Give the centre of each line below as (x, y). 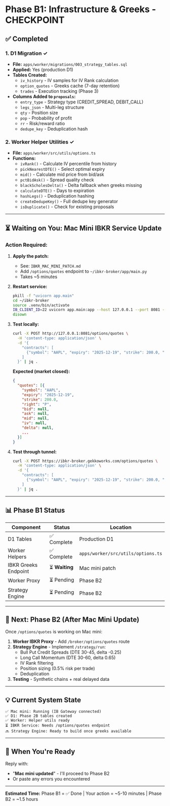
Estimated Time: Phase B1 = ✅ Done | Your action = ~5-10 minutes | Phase (83, 793)
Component (26, 527)
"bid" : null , (36, 409)
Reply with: (17, 763)
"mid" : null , (36, 418)
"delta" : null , (38, 428)
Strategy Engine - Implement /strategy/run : (59, 647)
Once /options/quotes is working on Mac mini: (54, 632)
